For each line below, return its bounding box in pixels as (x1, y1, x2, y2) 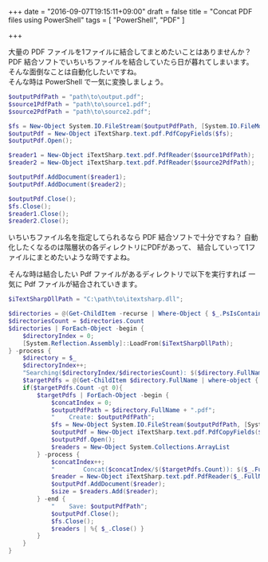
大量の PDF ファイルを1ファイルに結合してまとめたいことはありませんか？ (8, 47, 252, 57)
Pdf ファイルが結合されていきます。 (23, 279, 142, 289)
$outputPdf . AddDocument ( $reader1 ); (8, 173, 127, 181)
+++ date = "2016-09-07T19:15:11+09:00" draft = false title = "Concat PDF (8, 7, 253, 16)
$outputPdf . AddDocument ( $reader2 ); (8, 180, 127, 188)
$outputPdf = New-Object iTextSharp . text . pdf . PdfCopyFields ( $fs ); (8, 129, 234, 138)
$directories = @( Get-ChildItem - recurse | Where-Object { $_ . (8, 310, 223, 318)
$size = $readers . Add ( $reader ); (50, 488, 159, 496)
